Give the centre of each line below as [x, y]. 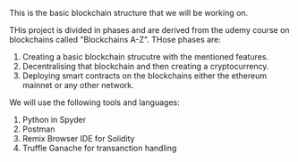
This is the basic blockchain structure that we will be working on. [129, 13]
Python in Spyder [54, 120]
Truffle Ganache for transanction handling [99, 148]
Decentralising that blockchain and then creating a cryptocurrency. [145, 66]
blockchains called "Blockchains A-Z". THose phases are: [115, 40]
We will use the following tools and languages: [95, 102]
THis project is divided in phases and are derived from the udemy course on [149, 30]
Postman [38, 129]
